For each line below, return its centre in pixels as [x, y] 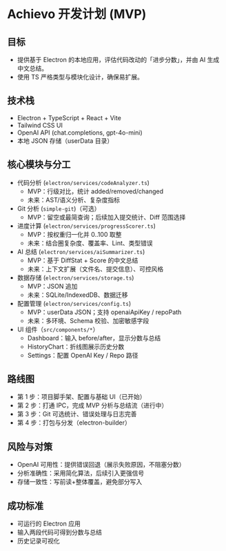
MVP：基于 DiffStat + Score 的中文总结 [83, 260]
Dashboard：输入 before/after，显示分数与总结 [94, 338]
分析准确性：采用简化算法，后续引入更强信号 [81, 473]
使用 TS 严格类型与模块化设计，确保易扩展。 [80, 77]
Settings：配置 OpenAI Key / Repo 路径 [83, 355]
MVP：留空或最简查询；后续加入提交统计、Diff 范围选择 [106, 217]
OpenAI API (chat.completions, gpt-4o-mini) [80, 133]
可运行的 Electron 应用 [49, 524]
